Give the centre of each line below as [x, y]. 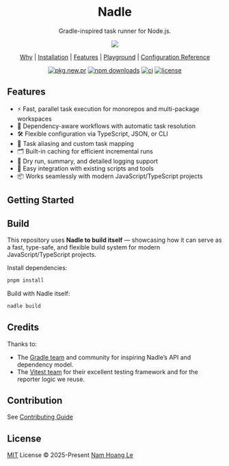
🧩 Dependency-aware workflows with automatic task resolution [106, 126]
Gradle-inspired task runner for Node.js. [115, 31]
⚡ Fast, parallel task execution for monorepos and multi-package [108, 109]
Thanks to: [22, 344]
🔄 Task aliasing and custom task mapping [76, 143]
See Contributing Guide [40, 417]
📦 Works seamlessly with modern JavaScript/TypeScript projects [110, 176]
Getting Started [41, 200]
